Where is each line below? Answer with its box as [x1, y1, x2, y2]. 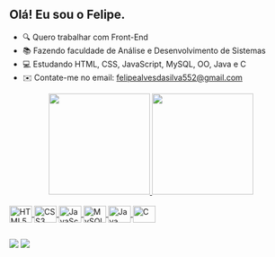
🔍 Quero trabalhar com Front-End [22, 31, 148, 42]
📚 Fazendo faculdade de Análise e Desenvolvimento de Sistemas [22, 45, 267, 56]
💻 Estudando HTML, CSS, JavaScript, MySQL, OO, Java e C [22, 58, 247, 69]
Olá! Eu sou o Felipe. [9, 7, 126, 22]
